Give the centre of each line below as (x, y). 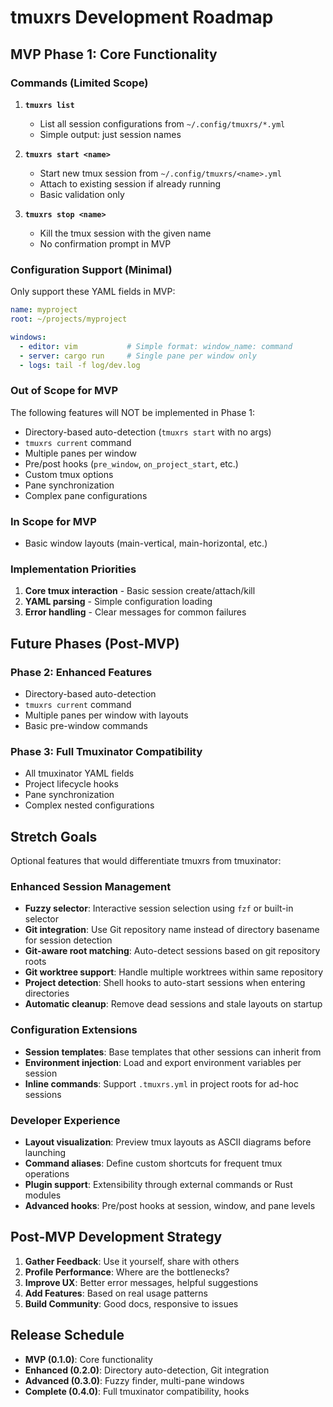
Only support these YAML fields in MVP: (93, 292)
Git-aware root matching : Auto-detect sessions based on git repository (172, 951)
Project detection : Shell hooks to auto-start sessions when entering (165, 983)
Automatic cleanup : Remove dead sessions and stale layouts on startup (173, 1004)
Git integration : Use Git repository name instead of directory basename (172, 930)
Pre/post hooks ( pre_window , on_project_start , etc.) (131, 463)
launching (45, 1152)
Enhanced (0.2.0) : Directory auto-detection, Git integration (147, 1370)
